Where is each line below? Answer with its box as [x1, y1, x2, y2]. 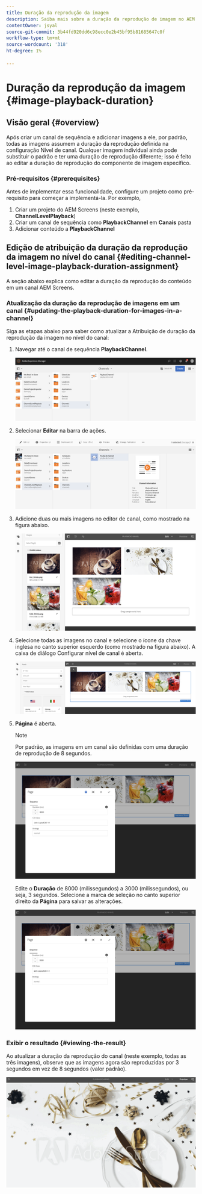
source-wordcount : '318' [6, 42, 69, 48]
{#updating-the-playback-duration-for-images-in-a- [23, 306, 182, 314]
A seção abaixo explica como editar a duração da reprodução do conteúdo [6, 277, 192, 284]
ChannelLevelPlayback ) [14, 213, 76, 220]
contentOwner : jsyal [6, 22, 58, 28]
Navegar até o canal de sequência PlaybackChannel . [14, 346, 148, 353]
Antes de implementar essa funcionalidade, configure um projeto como [6, 188, 183, 195]
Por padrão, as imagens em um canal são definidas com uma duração [14, 743, 188, 750]
